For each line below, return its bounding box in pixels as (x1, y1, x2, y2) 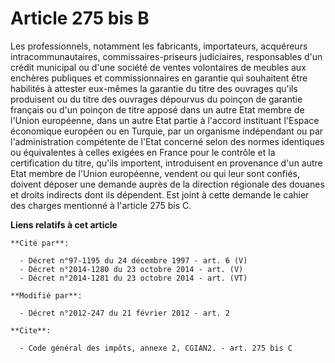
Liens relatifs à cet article (10, 218, 118, 231)
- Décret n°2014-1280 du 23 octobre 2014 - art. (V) (19, 264, 244, 274)
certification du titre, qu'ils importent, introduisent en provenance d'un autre (10, 157, 323, 169)
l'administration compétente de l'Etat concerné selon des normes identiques (10, 135, 325, 147)
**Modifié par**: (10, 290, 83, 301)
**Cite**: (10, 325, 52, 336)
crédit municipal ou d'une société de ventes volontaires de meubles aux (10, 61, 307, 73)
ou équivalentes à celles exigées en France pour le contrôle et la (10, 146, 276, 158)
